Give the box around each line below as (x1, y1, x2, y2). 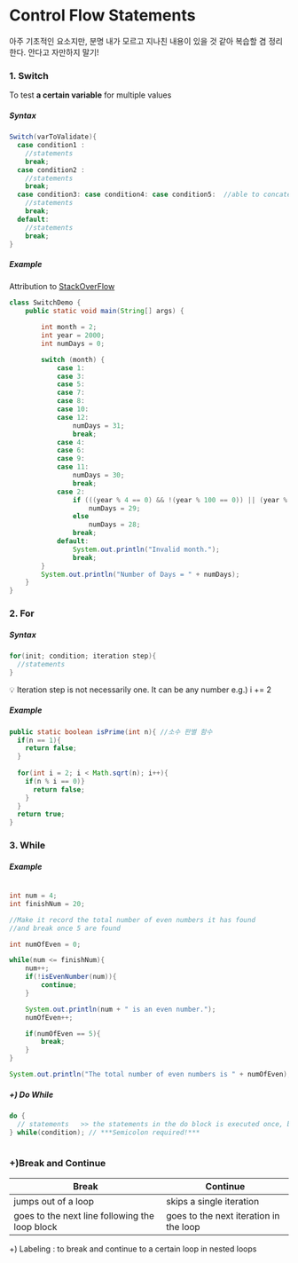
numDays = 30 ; (72, 471, 125, 480)
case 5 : (56, 380, 86, 389)
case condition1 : (17, 141, 86, 150)
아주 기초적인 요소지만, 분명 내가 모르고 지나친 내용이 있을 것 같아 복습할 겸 (9, 36, 267, 46)
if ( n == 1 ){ (17, 736, 62, 745)
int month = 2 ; (41, 323, 98, 332)
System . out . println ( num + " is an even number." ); (25, 1005, 216, 1014)
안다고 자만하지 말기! (27, 46, 99, 58)
